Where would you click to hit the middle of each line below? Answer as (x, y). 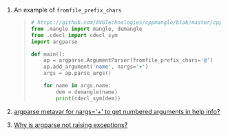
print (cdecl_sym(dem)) (88, 98)
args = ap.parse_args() (77, 73)
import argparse (54, 42)
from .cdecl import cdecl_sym (74, 35)
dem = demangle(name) (87, 92)
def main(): (48, 54)
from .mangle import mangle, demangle (86, 29)
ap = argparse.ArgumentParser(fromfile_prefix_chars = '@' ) (128, 60)
